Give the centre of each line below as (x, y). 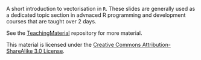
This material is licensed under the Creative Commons (74, 45)
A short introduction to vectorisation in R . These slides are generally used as (101, 9)
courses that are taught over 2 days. (51, 21)
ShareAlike (20, 51)
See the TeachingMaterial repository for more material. (75, 33)
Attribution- (156, 45)
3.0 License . (49, 51)
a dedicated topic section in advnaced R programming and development (96, 15)
